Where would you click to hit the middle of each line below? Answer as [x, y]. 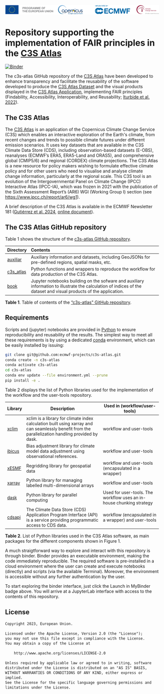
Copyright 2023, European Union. [39, 624]
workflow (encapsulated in [130, 515]
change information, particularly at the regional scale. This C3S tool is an [78, 176]
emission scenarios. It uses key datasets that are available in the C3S [74, 145]
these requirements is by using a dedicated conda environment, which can [80, 340]
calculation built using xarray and [59, 423]
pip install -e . [23, 381]
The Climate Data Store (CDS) [56, 509]
